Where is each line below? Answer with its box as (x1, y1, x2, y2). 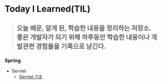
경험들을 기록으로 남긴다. (36, 42, 106, 50)
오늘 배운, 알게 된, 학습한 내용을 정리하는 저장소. (16, 24, 152, 32)
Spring (4, 57, 21, 64)
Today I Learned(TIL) (4, 3, 91, 15)
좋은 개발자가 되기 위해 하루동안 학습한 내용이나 (16, 33, 150, 41)
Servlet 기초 (19, 74, 42, 80)
